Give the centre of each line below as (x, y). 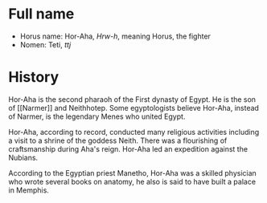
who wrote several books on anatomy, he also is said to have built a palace (132, 181)
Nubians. (23, 157)
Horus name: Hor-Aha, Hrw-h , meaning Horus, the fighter (115, 36)
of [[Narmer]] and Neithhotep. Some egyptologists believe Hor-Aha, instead (134, 108)
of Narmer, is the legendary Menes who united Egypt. (97, 116)
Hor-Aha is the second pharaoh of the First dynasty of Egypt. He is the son (132, 99)
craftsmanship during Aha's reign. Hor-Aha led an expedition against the (128, 148)
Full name (41, 14)
